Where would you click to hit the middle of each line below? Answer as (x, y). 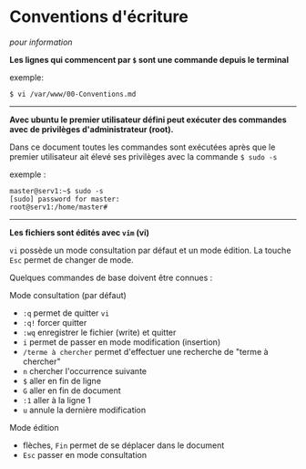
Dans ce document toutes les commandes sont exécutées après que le (143, 147)
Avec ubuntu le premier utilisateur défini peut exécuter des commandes (148, 120)
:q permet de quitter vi (66, 313)
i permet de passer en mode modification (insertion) (122, 342)
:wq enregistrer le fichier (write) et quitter (99, 332)
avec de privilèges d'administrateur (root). (92, 129)
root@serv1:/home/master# (58, 207)
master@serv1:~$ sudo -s (56, 191)
